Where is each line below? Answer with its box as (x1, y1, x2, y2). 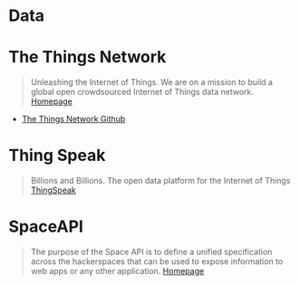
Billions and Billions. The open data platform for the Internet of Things (30, 176, 291, 186)
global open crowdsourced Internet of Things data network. (30, 87, 255, 98)
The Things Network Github (21, 114, 126, 125)
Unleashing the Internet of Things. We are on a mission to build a (30, 77, 274, 88)
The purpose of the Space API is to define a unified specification (30, 246, 273, 257)
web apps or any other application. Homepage (30, 266, 205, 276)
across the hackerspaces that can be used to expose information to (30, 256, 284, 267)
